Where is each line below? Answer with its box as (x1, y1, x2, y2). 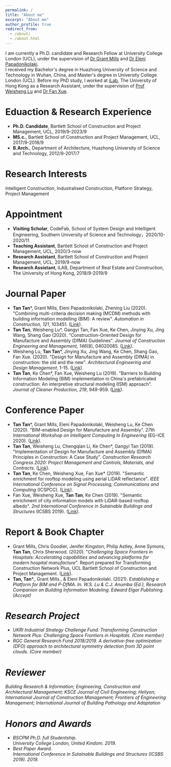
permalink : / (5, 7, 33, 13)
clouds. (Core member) (12, 649, 62, 655)
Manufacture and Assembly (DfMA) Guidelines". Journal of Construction (12, 337, 165, 344)
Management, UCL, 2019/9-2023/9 (12, 129, 87, 135)
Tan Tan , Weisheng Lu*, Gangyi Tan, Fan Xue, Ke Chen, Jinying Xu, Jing (12, 326, 164, 333)
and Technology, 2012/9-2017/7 (12, 150, 80, 156)
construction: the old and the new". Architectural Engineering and (12, 359, 151, 365)
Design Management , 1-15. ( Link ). (12, 365, 84, 371)
